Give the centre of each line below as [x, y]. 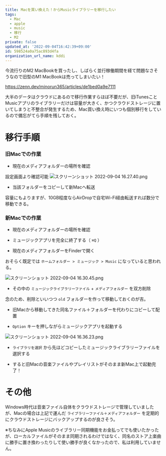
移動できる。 [18, 203]
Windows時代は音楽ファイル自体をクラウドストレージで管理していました [80, 407]
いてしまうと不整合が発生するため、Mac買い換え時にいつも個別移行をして [81, 109]
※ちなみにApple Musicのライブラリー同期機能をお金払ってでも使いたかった [82, 430]
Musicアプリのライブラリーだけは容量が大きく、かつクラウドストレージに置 [83, 103]
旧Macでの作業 [23, 154]
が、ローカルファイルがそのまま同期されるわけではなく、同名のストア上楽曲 [83, 436]
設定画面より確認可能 [27, 176]
